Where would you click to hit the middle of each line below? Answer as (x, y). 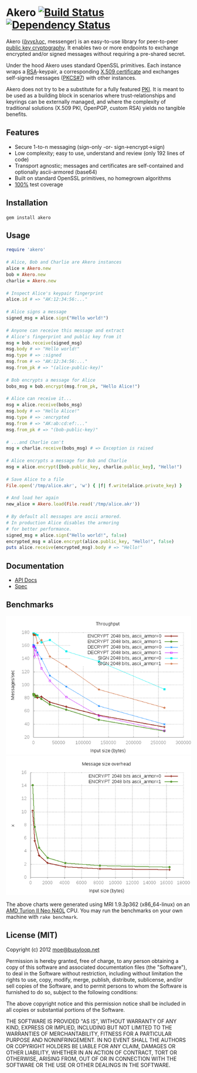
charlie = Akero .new (31, 281)
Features (23, 133)
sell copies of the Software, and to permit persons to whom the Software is (97, 986)
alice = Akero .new (28, 268)
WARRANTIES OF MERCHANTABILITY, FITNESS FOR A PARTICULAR (89, 1034)
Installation (27, 203)
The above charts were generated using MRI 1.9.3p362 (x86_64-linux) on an (98, 904)
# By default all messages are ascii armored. (64, 516)
